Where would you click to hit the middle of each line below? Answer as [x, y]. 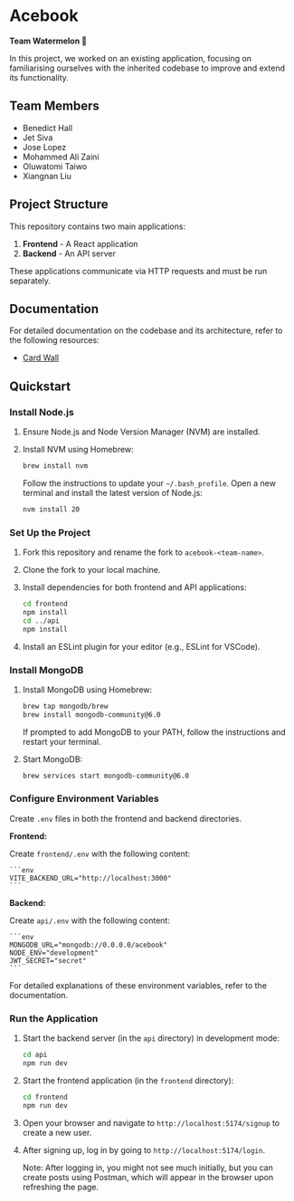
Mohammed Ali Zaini [61, 157]
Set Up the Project [50, 532]
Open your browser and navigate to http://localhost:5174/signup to [151, 1122]
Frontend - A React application [80, 243]
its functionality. [39, 77]
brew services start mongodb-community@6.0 [106, 776]
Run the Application [54, 1018]
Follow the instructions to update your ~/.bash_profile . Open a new [149, 483]
